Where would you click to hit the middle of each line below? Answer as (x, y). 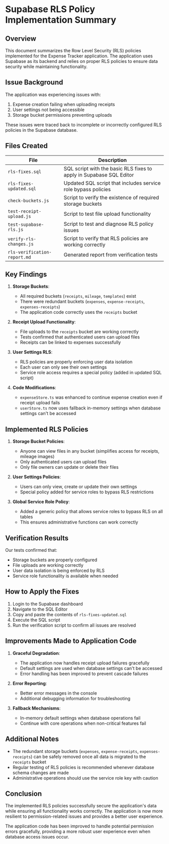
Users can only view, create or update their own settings (78, 487)
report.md (19, 257)
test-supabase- (26, 224)
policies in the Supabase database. (41, 130)
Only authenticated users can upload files (63, 462)
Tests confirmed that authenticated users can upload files (80, 337)
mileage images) (37, 457)
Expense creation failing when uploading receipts (64, 104)
